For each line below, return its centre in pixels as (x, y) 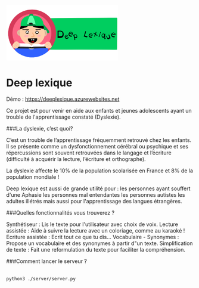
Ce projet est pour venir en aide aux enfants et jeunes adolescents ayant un (99, 111)
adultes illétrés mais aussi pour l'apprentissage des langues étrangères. (94, 202)
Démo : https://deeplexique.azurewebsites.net (63, 99)
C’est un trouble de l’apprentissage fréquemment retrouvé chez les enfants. (99, 140)
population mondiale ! (33, 177)
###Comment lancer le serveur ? (47, 261)
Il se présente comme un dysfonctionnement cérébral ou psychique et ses (97, 147)
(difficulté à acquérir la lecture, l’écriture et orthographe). (76, 159)
